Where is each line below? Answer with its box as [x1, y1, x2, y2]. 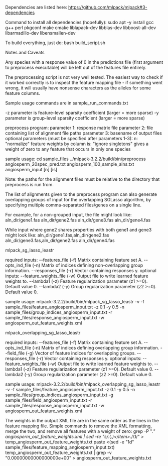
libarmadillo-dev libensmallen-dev [5, 30, 76, 36]
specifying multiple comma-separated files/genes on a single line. [5, 202, 142, 208]
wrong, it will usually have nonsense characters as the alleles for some [5, 85, 151, 91]
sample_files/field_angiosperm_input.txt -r [5, 397, 92, 403]
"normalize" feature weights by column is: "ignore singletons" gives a [5, 141, 149, 147]
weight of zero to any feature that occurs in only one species [5, 146, 131, 152]
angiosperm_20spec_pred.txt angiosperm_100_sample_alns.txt [5, 161, 134, 167]
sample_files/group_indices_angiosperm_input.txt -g [5, 392, 114, 398]
